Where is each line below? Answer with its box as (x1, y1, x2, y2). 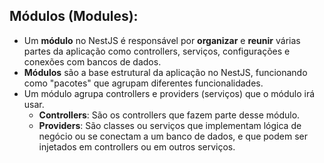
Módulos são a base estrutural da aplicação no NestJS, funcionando (23, 66, 308, 78)
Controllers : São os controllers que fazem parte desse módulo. (38, 109, 301, 121)
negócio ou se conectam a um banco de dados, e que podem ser (38, 130, 309, 142)
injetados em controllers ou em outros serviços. (38, 140, 236, 153)
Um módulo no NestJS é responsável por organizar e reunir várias (23, 34, 301, 46)
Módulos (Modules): (9, 8, 139, 25)
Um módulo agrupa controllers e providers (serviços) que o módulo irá (23, 87, 316, 99)
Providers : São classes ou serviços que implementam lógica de (38, 119, 302, 131)
